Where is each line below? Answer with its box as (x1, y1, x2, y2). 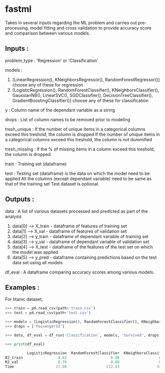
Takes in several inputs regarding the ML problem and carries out (5, 20, 137, 26)
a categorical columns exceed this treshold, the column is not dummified (5, 136, 152, 142)
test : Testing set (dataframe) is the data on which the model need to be (5, 170, 150, 176)
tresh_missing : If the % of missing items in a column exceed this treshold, (5, 146, 155, 152)
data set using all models (12, 259, 63, 265)
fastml (5, 3, 32, 15)
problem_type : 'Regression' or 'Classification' (5, 58, 98, 63)
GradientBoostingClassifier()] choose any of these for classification (12, 97, 149, 103)
